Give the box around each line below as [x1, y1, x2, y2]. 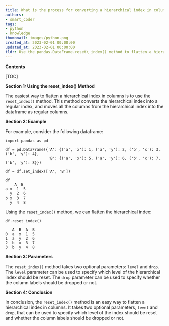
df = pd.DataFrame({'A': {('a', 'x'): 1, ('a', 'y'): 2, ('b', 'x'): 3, [5, 147, 161, 152]
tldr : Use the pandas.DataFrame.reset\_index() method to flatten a [5, 49, 152, 54]
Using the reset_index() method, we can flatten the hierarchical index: [5, 209, 152, 215]
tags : [5, 21, 17, 27]
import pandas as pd [5, 138, 49, 143]
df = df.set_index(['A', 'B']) [5, 169, 71, 174]
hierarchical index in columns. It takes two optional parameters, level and [5, 304, 158, 310]
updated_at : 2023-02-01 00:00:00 [5, 45, 75, 50]
